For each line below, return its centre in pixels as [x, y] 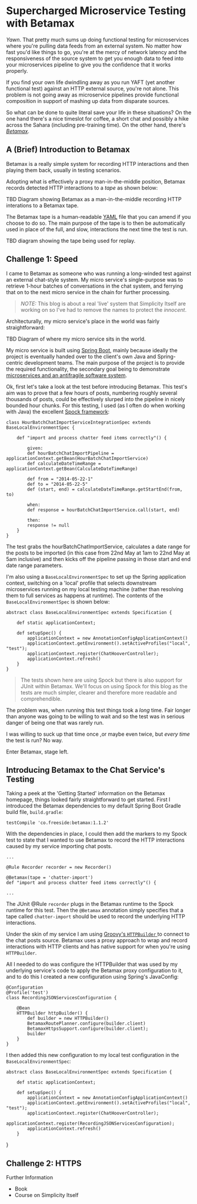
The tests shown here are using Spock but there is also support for [101, 680]
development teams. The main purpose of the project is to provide [105, 362]
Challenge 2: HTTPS [44, 1163]
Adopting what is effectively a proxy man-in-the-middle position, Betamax [96, 181]
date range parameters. [35, 565]
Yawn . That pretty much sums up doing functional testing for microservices [98, 39]
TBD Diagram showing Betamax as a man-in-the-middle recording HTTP [94, 199]
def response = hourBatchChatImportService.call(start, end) [104, 510]
